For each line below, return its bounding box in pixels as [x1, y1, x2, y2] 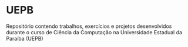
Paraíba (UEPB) [6, 35, 43, 42]
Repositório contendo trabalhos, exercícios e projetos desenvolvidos [6, 23, 172, 30]
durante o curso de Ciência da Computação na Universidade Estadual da [6, 28, 183, 35]
